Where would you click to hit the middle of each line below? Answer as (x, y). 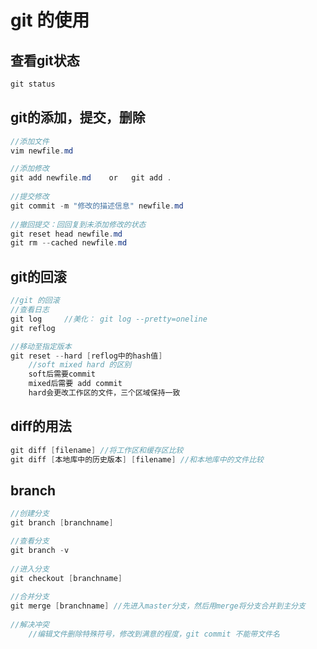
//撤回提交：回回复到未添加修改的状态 (78, 224)
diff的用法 (41, 426)
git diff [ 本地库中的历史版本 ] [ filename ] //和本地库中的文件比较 (137, 459)
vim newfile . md (42, 151)
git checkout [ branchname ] (66, 578)
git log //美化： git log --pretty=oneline (109, 319)
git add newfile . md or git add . (91, 178)
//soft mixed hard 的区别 (80, 365)
